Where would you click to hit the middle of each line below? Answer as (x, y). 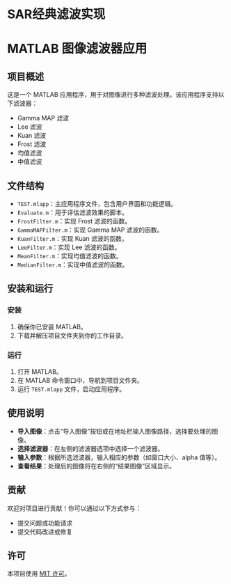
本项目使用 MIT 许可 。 (39, 574)
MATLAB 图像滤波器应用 (77, 49)
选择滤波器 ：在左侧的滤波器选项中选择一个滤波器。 (90, 448)
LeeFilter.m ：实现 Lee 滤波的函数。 (69, 247)
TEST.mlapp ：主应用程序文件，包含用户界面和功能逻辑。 (97, 204)
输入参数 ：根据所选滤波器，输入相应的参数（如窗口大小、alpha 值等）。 (119, 457)
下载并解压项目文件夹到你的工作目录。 (72, 336)
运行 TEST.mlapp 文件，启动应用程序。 (71, 389)
